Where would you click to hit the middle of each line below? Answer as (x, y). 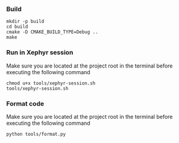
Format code (25, 103)
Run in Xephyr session (40, 52)
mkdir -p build (25, 22)
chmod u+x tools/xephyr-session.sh (51, 83)
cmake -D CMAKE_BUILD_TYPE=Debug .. (52, 32)
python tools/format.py (36, 134)
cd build (17, 27)
